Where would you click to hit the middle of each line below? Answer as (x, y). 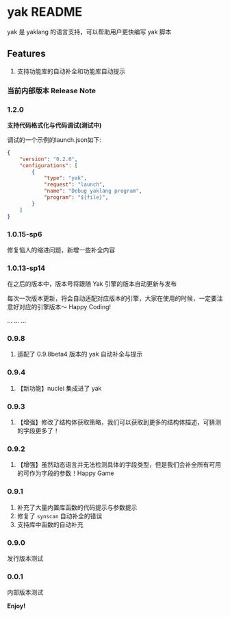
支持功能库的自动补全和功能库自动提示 (71, 71)
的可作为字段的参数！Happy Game (65, 473)
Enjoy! (16, 606)
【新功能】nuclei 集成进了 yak (59, 388)
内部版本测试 (25, 592)
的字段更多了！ (38, 431)
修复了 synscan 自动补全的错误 (60, 516)
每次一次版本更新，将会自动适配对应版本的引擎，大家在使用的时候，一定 (109, 298)
